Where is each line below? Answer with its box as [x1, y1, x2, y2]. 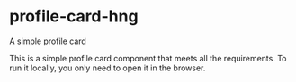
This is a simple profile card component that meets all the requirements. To [9, 53, 287, 63]
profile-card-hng [9, 6, 139, 27]
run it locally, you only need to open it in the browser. [9, 62, 206, 73]
